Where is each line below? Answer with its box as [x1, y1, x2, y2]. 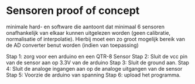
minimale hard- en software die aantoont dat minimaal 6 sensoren [6, 23, 165, 30]
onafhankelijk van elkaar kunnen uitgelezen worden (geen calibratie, [6, 29, 171, 36]
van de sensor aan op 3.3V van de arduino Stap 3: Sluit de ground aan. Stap [6, 59, 189, 66]
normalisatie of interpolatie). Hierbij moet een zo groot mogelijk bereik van [6, 35, 186, 42]
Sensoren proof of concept [6, 4, 140, 17]
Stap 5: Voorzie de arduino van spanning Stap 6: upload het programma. [6, 71, 181, 78]
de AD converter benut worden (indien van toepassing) [6, 42, 139, 49]
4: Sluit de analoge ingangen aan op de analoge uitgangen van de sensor [6, 65, 183, 72]
